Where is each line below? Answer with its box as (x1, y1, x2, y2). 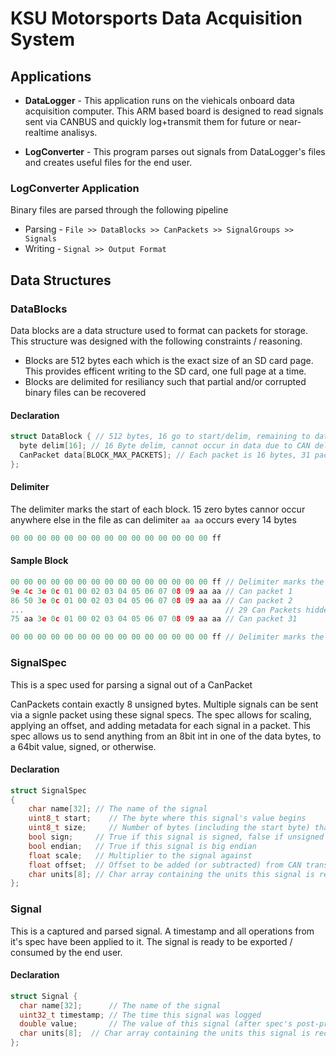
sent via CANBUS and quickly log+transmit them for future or (24, 116, 277, 127)
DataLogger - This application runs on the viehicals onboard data (24, 95, 295, 106)
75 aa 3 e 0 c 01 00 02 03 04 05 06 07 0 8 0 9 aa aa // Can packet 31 (10, 614, 298, 624)
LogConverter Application (10, 181, 140, 195)
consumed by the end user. (10, 946, 123, 958)
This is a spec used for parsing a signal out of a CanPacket (10, 678, 253, 691)
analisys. (60, 127, 98, 138)
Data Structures (10, 272, 112, 289)
